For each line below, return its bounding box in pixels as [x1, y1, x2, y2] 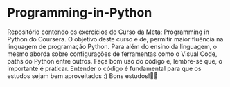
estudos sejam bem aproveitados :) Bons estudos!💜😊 [7, 71, 158, 80]
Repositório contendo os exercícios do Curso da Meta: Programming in [7, 28, 210, 36]
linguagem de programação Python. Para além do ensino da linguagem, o [7, 42, 217, 50]
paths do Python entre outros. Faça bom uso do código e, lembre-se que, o [7, 57, 223, 65]
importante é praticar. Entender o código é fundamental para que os [7, 64, 202, 72]
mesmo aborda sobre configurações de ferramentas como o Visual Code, [7, 50, 218, 58]
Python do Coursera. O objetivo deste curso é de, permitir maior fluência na [7, 35, 224, 43]
